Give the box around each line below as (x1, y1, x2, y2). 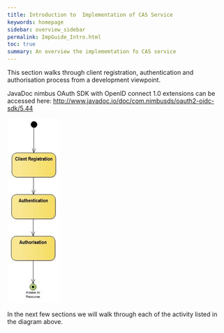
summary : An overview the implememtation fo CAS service (7, 48, 177, 55)
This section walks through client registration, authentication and (7, 69, 194, 76)
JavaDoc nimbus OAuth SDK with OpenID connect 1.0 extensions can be (7, 90, 216, 97)
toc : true (7, 41, 36, 48)
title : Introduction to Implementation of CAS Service (7, 11, 173, 18)
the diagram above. (7, 318, 64, 325)
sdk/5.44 (7, 104, 33, 112)
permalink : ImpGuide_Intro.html (7, 34, 101, 41)
